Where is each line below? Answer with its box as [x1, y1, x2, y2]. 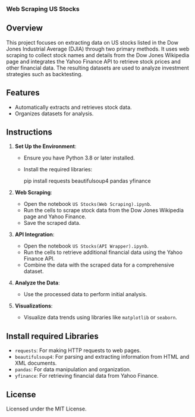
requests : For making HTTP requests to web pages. [14, 347, 141, 354]
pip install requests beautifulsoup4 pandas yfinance [23, 177, 151, 184]
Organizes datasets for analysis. [14, 109, 94, 117]
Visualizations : [14, 302, 53, 309]
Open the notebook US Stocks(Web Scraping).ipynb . [23, 200, 152, 208]
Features [6, 88, 40, 98]
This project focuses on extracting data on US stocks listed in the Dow [6, 39, 178, 46]
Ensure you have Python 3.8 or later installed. [23, 154, 135, 162]
